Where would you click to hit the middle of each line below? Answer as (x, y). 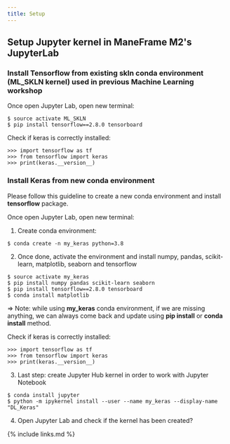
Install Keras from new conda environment (81, 181)
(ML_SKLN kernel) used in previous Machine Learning (101, 81)
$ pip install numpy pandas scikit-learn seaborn (81, 283)
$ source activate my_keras (48, 277)
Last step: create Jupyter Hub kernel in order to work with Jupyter (113, 375)
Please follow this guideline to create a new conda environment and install (114, 196)
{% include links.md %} (41, 434)
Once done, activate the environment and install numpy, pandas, (110, 256)
